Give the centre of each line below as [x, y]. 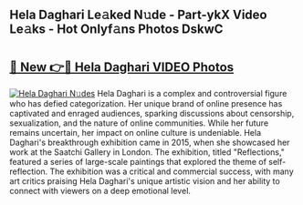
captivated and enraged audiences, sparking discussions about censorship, [152, 113]
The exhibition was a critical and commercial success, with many [172, 171]
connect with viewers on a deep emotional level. [100, 191]
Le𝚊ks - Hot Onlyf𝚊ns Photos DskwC [116, 30]
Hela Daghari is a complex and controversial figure [192, 93]
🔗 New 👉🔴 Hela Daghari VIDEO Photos [122, 67]
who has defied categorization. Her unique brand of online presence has [146, 103]
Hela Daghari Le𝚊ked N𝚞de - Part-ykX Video [138, 15]
